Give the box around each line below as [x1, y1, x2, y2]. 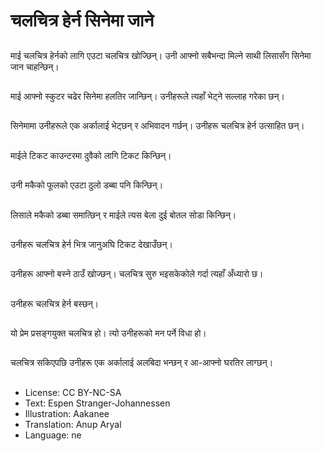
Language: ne [24, 429, 82, 441]
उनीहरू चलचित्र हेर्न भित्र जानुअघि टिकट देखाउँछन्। [10, 238, 173, 250]
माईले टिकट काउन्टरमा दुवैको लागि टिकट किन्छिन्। [10, 149, 172, 161]
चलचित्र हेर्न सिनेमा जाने [10, 9, 155, 32]
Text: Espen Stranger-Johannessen [24, 397, 171, 409]
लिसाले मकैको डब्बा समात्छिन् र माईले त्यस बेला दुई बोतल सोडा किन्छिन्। [10, 209, 237, 221]
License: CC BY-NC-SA [24, 386, 122, 398]
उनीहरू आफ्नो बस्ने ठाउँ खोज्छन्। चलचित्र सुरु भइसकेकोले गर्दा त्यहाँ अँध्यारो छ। [10, 268, 264, 280]
